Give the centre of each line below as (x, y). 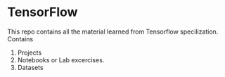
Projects (30, 52)
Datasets (30, 67)
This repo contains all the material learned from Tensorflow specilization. (113, 31)
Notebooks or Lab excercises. (61, 59)
